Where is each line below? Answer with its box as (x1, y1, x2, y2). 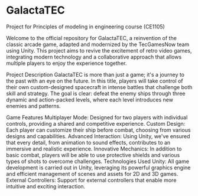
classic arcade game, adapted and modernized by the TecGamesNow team (6, 41, 190, 48)
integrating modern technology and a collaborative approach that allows (6, 53, 182, 60)
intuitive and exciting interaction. (6, 182, 86, 190)
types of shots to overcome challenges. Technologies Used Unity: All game (6, 158, 189, 165)
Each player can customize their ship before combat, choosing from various (6, 126, 191, 133)
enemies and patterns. (6, 102, 61, 109)
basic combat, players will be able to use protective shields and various (6, 151, 180, 158)
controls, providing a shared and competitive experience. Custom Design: (6, 120, 186, 127)
